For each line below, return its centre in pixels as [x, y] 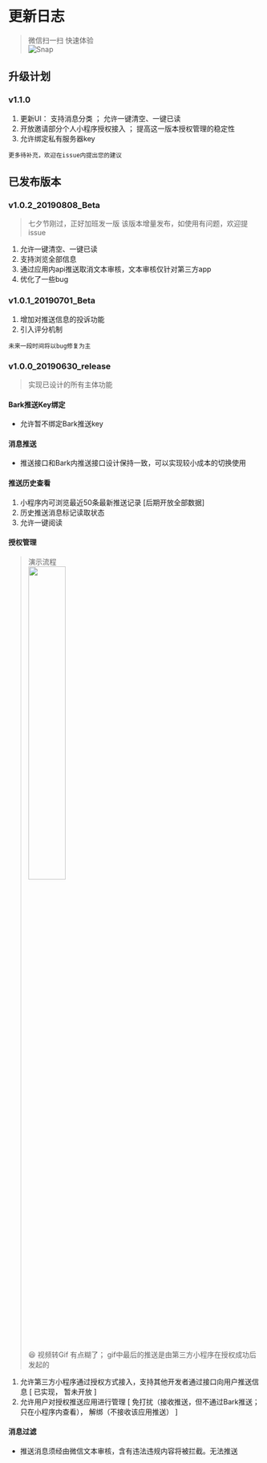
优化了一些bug [44, 279]
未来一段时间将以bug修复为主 [50, 346]
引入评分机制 [41, 329]
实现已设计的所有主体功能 [70, 384]
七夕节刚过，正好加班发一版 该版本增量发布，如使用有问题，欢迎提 [138, 224]
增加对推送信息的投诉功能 [62, 319]
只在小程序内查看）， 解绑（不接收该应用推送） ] [99, 1412]
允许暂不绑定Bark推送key [62, 424]
